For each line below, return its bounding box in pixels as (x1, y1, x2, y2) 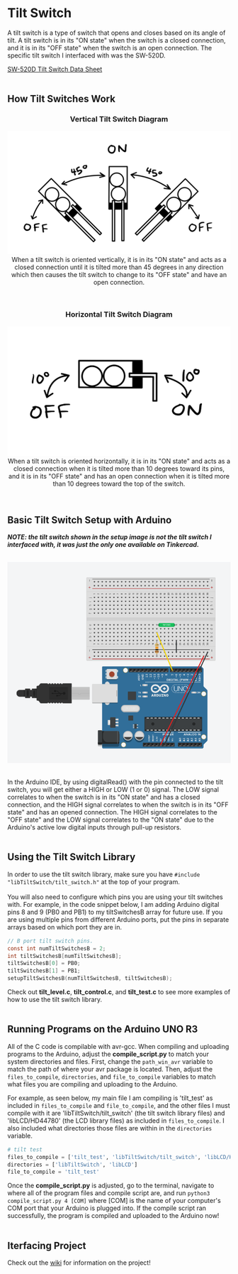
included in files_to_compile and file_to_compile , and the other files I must (7, 1101, 230, 1109)
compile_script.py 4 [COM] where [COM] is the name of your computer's (7, 1197, 221, 1205)
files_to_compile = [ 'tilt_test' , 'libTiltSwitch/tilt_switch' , (7, 1153, 201, 1160)
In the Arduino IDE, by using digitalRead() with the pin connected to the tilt (7, 778, 224, 786)
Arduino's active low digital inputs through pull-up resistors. (7, 822, 182, 832)
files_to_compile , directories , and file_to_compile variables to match (7, 1072, 216, 1081)
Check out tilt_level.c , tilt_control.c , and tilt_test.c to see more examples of (7, 988, 231, 996)
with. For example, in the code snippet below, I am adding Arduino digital (7, 900, 220, 908)
